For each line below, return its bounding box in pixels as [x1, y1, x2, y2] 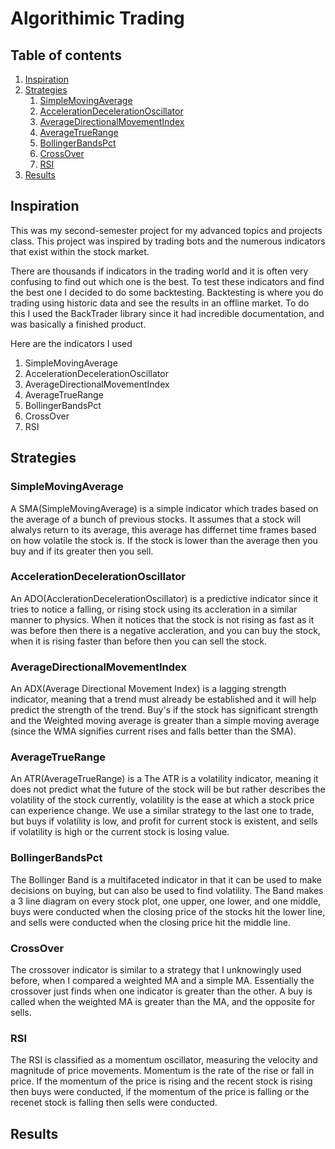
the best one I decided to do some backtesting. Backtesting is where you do [10, 286, 324, 298]
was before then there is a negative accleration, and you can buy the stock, [10, 624, 321, 636]
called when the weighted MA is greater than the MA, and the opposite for [10, 995, 316, 1007]
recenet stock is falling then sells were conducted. [10, 1097, 218, 1109]
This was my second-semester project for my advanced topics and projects [10, 224, 323, 236]
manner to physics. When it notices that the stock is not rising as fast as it [10, 613, 315, 626]
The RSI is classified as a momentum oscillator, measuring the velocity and [10, 1054, 318, 1066]
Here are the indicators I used [10, 337, 133, 349]
